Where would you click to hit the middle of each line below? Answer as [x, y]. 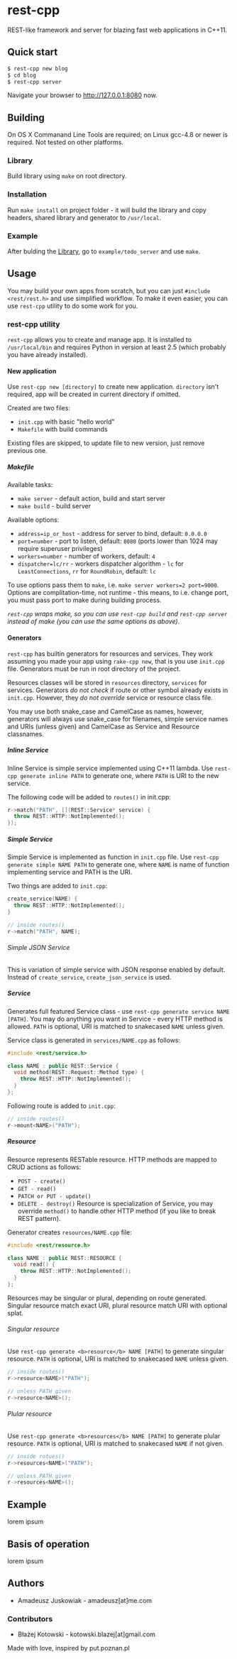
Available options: [33, 520]
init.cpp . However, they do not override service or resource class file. [110, 697]
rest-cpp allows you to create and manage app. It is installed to [100, 340]
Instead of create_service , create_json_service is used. [89, 977]
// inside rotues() [36, 1456]
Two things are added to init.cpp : [57, 886]
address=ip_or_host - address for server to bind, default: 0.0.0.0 [112, 534]
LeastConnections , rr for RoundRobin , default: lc [87, 571]
